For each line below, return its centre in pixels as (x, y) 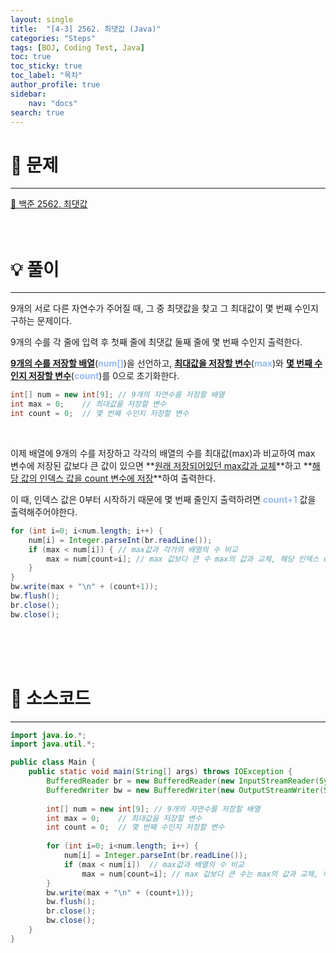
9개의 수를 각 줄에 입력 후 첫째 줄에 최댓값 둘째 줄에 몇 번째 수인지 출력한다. (156, 342)
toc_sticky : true (46, 66)
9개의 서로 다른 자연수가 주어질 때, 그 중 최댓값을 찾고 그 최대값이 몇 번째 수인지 (164, 308)
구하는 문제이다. (41, 321)
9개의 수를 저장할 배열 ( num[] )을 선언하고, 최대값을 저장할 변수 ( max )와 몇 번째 (161, 363)
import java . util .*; (53, 744)
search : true (37, 112)
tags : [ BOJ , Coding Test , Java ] (77, 47)
